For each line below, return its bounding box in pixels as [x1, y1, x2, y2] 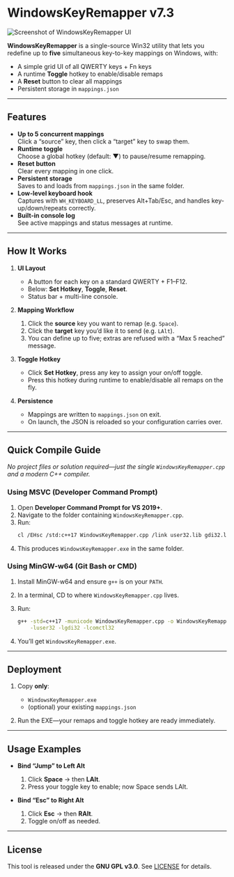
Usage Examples [7, 743, 81, 755]
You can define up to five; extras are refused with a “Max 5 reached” [27, 334, 225, 342]
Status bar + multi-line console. [27, 292, 118, 300]
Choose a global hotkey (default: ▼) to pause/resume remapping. [17, 152, 206, 160]
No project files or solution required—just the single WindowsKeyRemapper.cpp [7, 463, 226, 471]
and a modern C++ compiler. [7, 470, 91, 479]
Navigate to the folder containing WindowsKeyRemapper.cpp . [17, 511, 185, 519]
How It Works [7, 245, 68, 257]
